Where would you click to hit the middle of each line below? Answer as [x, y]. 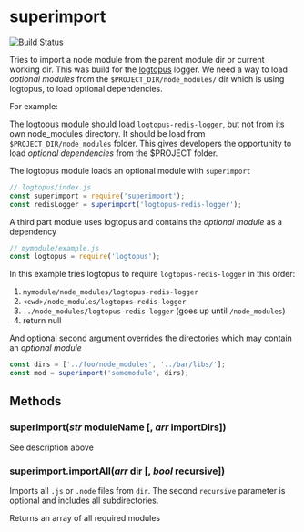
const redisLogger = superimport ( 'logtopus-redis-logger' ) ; [126, 204]
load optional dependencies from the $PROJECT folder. [114, 153]
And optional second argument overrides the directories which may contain [151, 338]
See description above [51, 447]
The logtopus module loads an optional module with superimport [130, 170]
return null [42, 321]
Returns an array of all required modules [85, 518]
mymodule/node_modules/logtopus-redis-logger [110, 292]
